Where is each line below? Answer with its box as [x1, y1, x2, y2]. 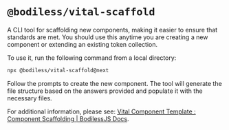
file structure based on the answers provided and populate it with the [7, 87, 203, 95]
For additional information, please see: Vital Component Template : [7, 107, 196, 116]
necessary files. [7, 94, 53, 102]
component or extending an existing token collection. [7, 40, 158, 48]
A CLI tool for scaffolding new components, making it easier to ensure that [7, 25, 218, 34]
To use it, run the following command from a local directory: [7, 54, 177, 62]
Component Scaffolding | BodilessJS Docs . [7, 114, 129, 122]
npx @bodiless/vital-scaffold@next [7, 67, 109, 74]
